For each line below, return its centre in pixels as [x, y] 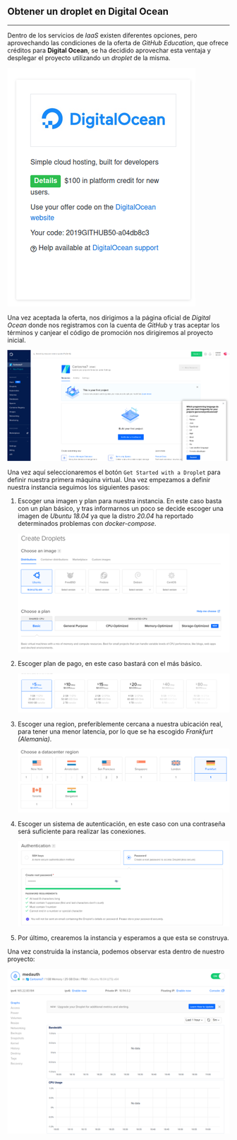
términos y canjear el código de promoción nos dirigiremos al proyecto [110, 332]
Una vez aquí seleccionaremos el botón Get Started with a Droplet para [114, 472]
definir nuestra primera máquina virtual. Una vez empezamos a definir [109, 480]
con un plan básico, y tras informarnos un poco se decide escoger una [120, 509]
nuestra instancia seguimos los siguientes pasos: [79, 488]
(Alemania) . [35, 739]
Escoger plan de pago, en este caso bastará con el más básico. [110, 664]
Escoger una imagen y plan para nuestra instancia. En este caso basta [120, 501]
